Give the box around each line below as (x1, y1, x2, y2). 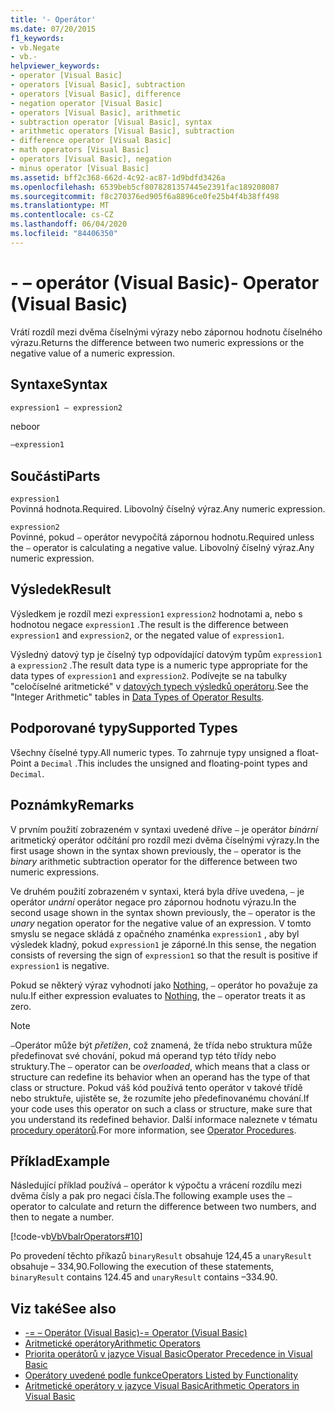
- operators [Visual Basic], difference (10, 89, 182, 99)
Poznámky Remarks (10, 797, 135, 814)
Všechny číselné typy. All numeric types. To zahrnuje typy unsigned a (10, 746, 295, 758)
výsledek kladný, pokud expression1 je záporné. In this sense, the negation (10, 938, 317, 950)
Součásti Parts (10, 467, 101, 485)
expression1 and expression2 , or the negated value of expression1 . (10, 629, 285, 641)
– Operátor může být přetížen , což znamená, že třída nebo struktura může (10, 1039, 313, 1051)
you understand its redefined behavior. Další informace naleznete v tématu (10, 1113, 318, 1125)
